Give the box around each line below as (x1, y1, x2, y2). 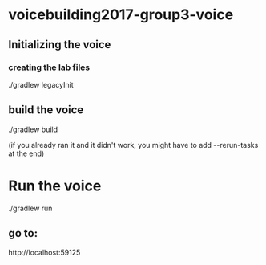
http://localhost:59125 (8, 247, 81, 258)
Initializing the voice (8, 38, 111, 51)
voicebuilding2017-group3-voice (8, 6, 234, 24)
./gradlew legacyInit (8, 79, 74, 89)
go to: (8, 226, 38, 240)
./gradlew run (8, 203, 53, 213)
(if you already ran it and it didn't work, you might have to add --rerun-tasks (8, 140, 259, 149)
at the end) (8, 149, 45, 158)
